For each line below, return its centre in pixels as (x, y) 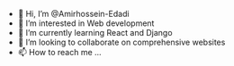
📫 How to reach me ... (59, 52)
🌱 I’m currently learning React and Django (95, 33)
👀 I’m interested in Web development (86, 23)
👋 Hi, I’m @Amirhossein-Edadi (73, 14)
